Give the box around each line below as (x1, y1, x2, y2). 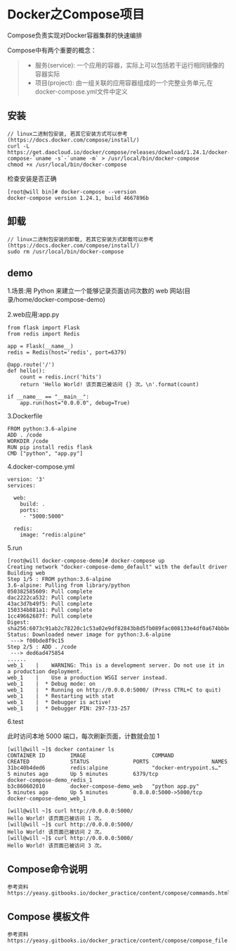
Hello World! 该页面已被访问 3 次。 (7, 842, 105, 850)
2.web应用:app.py (7, 310, 60, 319)
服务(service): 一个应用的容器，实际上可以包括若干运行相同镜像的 (34, 60, 225, 69)
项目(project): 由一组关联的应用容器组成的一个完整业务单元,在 (34, 78, 213, 87)
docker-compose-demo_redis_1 (7, 777, 93, 784)
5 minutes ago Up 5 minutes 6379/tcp (7, 771, 159, 778)
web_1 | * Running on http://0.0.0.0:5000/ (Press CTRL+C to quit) (7, 687, 221, 694)
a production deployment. (7, 668, 83, 675)
